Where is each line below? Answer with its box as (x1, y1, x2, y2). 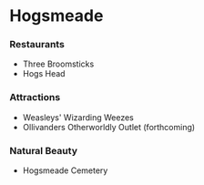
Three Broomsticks (22, 58, 95, 69)
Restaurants (9, 38, 66, 51)
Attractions (9, 91, 61, 104)
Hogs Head (22, 68, 66, 79)
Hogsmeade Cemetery (22, 165, 108, 176)
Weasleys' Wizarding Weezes (22, 111, 134, 123)
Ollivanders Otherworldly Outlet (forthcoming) (22, 121, 196, 132)
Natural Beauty (9, 144, 77, 157)
